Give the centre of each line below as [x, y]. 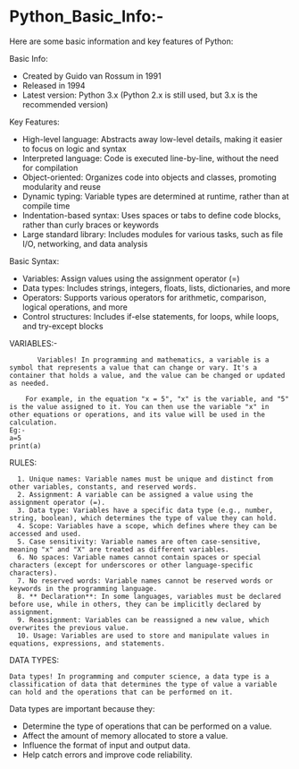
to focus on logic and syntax [74, 149]
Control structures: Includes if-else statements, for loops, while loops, [150, 316]
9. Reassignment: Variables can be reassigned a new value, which [143, 619]
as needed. [29, 383]
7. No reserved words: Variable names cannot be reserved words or [145, 581]
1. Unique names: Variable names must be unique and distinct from [145, 479]
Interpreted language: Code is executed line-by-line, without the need [150, 158]
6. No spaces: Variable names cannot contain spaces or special [139, 557]
